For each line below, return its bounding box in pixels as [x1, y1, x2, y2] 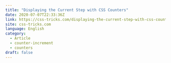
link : [5, 17, 17, 22]
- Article [10, 36, 31, 41]
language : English [5, 26, 44, 31]
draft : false [5, 50, 33, 55]
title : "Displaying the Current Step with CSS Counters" [5, 7, 129, 13]
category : [5, 31, 26, 36]
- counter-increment [10, 41, 53, 46]
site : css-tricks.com [5, 21, 51, 27]
